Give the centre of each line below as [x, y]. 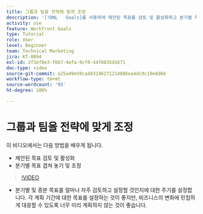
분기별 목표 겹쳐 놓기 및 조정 [48, 165]
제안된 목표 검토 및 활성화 [45, 158]
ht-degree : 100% [27, 90]
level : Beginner [27, 46]
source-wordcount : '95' [36, 85]
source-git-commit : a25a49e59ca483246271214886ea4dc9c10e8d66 [86, 74]
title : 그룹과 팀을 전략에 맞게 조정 [46, 12]
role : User [20, 40]
